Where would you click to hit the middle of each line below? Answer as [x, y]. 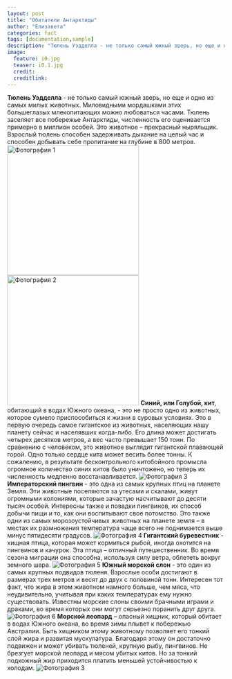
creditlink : [31, 78]
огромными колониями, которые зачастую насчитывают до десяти [107, 499]
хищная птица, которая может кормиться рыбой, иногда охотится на [109, 543]
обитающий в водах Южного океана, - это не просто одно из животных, [114, 410]
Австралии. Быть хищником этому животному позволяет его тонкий [108, 631]
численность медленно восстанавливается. [72, 477]
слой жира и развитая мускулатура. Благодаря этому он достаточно [109, 639]
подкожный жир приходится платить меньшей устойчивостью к [103, 661]
